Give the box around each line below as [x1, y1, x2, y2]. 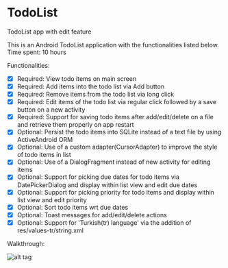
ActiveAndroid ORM [16, 136, 73, 144]
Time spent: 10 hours [7, 48, 66, 56]
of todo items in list [16, 151, 71, 159]
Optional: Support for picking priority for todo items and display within [16, 188, 214, 196]
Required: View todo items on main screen [16, 74, 137, 83]
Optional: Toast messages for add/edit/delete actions [16, 210, 168, 219]
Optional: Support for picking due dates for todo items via [16, 173, 180, 181]
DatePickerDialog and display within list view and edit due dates [16, 180, 198, 189]
